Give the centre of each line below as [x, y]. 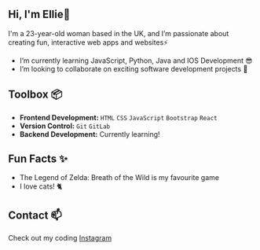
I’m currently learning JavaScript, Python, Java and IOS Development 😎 [136, 61]
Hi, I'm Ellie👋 [39, 15]
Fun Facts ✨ [38, 159]
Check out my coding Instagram [60, 238]
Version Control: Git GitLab [65, 126]
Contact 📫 [35, 215]
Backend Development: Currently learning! [90, 134]
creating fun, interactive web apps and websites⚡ [88, 42]
